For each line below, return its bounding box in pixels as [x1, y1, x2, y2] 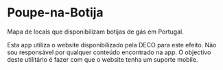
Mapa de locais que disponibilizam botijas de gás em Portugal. [7, 27, 184, 36]
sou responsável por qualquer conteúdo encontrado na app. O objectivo [7, 48, 211, 56]
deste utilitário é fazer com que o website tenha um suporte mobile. [7, 55, 198, 63]
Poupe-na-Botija [7, 5, 104, 21]
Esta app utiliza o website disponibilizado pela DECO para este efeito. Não [7, 40, 217, 49]
